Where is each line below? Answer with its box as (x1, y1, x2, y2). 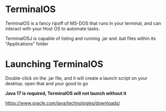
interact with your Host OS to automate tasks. (5, 25, 100, 31)
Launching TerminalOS (5, 59, 104, 70)
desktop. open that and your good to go (5, 80, 89, 86)
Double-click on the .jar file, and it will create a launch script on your (5, 75, 148, 81)
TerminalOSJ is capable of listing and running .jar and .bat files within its (5, 35, 156, 41)
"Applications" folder (5, 40, 49, 46)
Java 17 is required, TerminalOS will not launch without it (5, 90, 127, 96)
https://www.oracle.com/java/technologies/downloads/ (5, 100, 120, 106)
